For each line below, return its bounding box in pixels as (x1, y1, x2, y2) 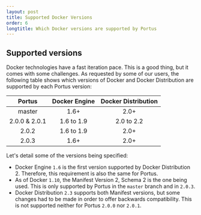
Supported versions (6, 47, 82, 58)
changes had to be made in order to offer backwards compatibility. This (14, 196, 192, 203)
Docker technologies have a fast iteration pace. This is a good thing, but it (6, 64, 189, 71)
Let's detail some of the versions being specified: (6, 152, 128, 159)
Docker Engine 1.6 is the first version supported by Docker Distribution (14, 163, 191, 171)
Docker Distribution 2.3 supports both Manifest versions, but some (14, 189, 180, 196)
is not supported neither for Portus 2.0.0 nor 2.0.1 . (14, 202, 142, 209)
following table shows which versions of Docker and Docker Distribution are (6, 76, 194, 84)
